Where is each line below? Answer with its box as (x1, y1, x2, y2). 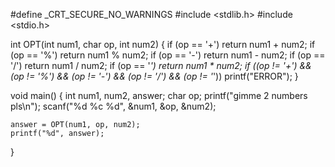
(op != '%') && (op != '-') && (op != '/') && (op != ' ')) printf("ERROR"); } (10, 70, 299, 82)
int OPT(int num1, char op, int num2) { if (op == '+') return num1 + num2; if (10, 39, 316, 50)
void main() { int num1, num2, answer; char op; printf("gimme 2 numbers (10, 90, 308, 101)
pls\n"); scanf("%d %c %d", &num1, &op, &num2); (10, 100, 217, 112)
